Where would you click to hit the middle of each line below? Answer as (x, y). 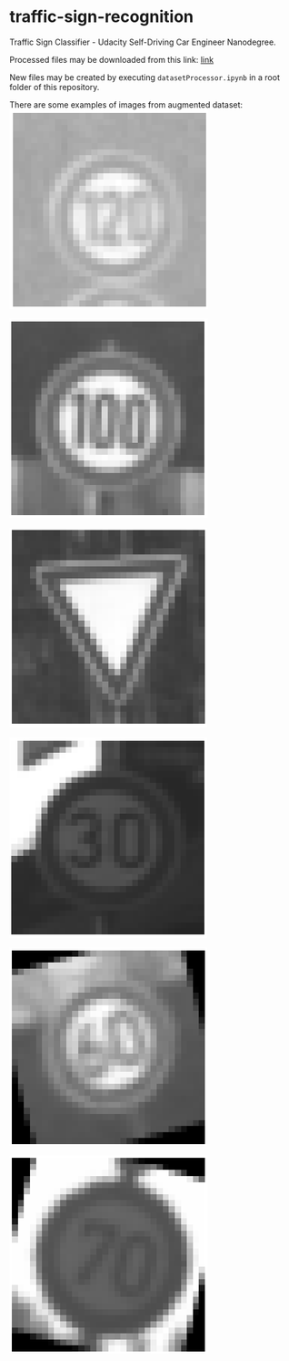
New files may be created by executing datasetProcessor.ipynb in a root (144, 77)
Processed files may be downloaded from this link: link (112, 59)
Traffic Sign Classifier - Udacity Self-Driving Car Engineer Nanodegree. (143, 42)
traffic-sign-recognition (101, 17)
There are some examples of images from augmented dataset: (126, 104)
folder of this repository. (55, 87)
